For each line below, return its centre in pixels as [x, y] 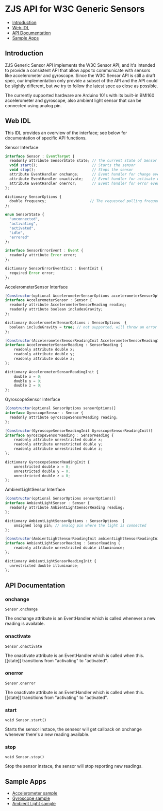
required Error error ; [32, 273]
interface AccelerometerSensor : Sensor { [49, 300]
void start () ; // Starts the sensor [73, 165]
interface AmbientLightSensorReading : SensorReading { [63, 543]
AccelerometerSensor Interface [36, 287]
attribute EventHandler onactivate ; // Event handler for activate [82, 179]
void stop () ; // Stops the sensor [71, 170]
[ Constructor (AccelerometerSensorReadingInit [52, 340]
